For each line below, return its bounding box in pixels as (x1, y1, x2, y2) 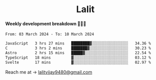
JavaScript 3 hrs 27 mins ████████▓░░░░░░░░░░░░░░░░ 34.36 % (5, 41, 151, 46)
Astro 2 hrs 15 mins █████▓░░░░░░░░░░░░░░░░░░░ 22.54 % (5, 51, 151, 56)
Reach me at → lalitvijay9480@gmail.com (5, 69, 92, 75)
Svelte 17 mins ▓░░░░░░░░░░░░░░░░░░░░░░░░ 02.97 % (5, 60, 151, 65)
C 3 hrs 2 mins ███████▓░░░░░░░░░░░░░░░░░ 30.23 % (5, 46, 151, 51)
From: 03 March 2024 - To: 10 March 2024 (5, 32, 95, 37)
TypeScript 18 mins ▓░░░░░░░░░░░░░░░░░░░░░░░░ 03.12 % (5, 55, 151, 60)
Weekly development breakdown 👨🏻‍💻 (5, 20, 86, 26)
